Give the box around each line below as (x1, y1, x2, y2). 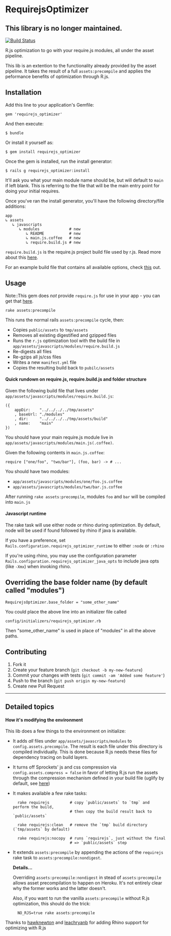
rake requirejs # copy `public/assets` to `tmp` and (17, 800, 150, 805)
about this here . (5, 254, 38, 260)
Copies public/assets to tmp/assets (12, 327, 88, 333)
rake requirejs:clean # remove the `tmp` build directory (17, 823, 148, 828)
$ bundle (5, 130, 24, 136)
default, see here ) (12, 780, 50, 786)
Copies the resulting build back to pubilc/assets (12, 364, 115, 371)
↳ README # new (25, 231, 81, 236)
